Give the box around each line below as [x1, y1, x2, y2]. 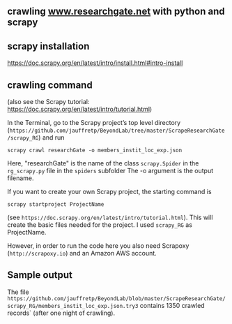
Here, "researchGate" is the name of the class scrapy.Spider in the [7, 159, 199, 168]
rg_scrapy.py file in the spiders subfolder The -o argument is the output [7, 167, 214, 175]
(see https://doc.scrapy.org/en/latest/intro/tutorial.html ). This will [7, 213, 213, 222]
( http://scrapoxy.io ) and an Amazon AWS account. [7, 249, 157, 258]
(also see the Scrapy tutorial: [7, 98, 90, 106]
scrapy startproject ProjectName [7, 201, 105, 208]
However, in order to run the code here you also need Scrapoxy [7, 242, 190, 250]
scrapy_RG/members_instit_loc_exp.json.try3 [7, 302, 139, 309]
